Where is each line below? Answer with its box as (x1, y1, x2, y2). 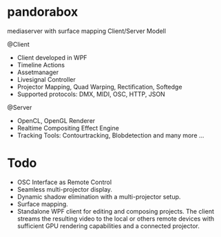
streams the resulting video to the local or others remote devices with (17, 214, 215, 223)
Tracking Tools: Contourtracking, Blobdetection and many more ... (17, 131, 204, 139)
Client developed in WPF (17, 53, 87, 62)
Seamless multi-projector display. (17, 185, 112, 193)
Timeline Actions (17, 60, 65, 69)
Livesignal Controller (17, 75, 76, 83)
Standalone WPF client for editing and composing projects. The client (17, 207, 215, 215)
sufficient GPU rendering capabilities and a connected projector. (17, 221, 200, 230)
